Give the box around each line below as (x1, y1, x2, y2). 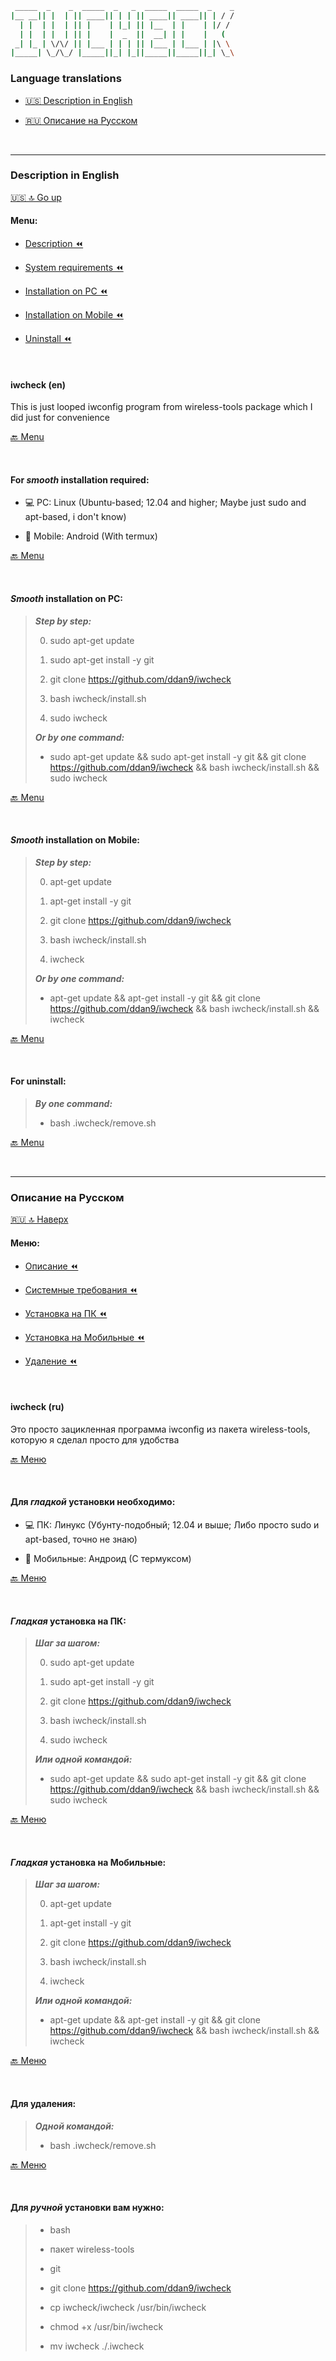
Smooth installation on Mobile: (10, 834, 140, 846)
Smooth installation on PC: (10, 593, 123, 605)
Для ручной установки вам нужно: (10, 2202, 165, 2214)
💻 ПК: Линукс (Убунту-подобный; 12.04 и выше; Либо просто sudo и (24, 1518, 320, 1531)
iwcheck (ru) (10, 1401, 65, 1413)
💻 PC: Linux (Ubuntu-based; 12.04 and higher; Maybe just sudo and (24, 497, 307, 509)
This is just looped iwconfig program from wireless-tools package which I (10, 401, 313, 413)
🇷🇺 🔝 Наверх (10, 1213, 69, 1226)
